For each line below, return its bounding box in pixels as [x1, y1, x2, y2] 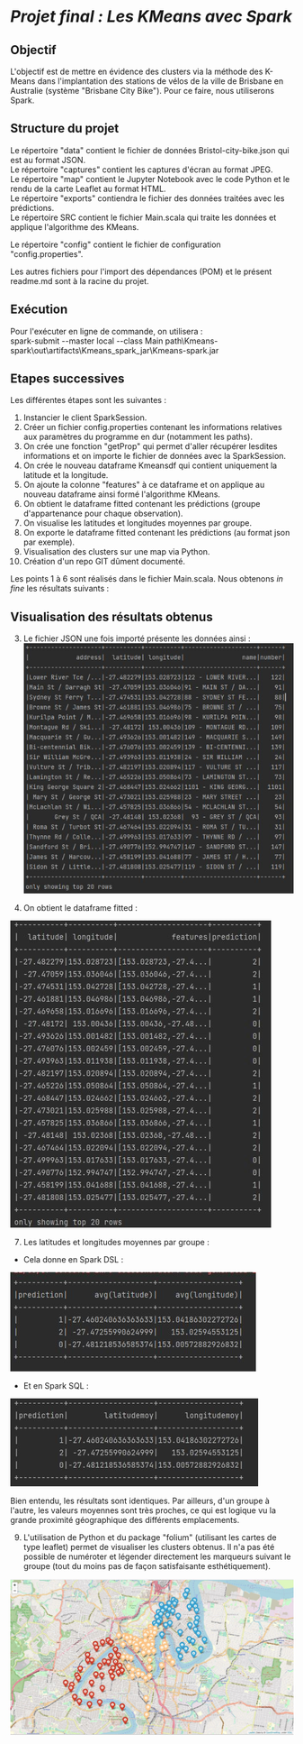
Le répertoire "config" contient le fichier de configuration [10, 239, 221, 250]
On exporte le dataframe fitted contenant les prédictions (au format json [22, 528, 290, 538]
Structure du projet [10, 121, 120, 136]
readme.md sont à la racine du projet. [10, 275, 149, 286]
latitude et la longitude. [22, 470, 109, 481]
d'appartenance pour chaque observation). [22, 508, 183, 519]
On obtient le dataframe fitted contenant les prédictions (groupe [22, 499, 261, 509]
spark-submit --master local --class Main [10, 335, 164, 346]
